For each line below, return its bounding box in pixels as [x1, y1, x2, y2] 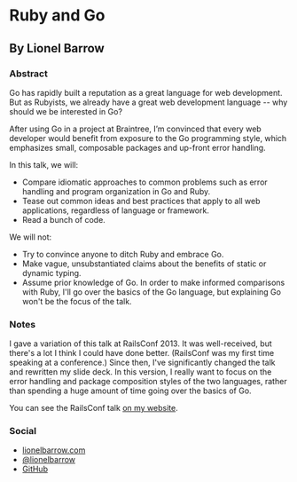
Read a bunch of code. [21, 214, 106, 225]
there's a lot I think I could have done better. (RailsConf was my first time [9, 348, 275, 359]
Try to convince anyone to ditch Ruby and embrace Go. [21, 249, 224, 259]
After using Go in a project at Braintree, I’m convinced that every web [9, 123, 262, 134]
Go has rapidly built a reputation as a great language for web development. [9, 87, 283, 98]
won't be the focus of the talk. [21, 296, 132, 306]
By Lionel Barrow [9, 41, 105, 56]
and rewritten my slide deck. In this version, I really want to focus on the [9, 367, 272, 377]
